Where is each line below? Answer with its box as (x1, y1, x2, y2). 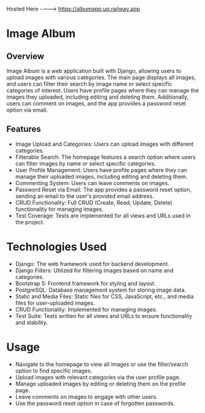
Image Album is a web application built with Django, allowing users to (6, 67, 182, 74)
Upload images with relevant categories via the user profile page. (15, 373, 181, 381)
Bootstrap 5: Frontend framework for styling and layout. (15, 279, 156, 287)
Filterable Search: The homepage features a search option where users (15, 153, 196, 161)
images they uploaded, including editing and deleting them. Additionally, (6, 93, 189, 100)
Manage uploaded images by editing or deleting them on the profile (15, 380, 186, 387)
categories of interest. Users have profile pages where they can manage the (6, 87, 199, 94)
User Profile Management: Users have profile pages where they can (15, 166, 187, 173)
